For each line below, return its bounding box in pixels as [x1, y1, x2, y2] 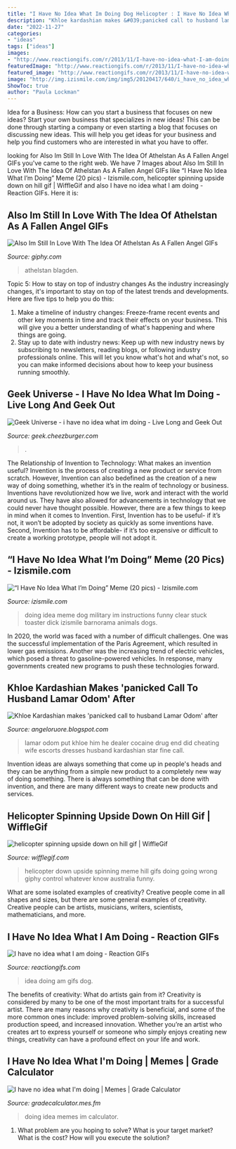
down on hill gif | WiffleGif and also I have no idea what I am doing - [7, 181, 204, 190]
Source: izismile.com [7, 597, 68, 605]
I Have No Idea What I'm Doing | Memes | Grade [7, 1056, 219, 1067]
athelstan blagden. [24, 266, 79, 274]
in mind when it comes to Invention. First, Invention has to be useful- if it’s [7, 511, 221, 519]
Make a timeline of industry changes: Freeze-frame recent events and [17, 308, 220, 316]
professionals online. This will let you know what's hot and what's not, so [17, 353, 229, 361]
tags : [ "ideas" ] [7, 43, 55, 50]
